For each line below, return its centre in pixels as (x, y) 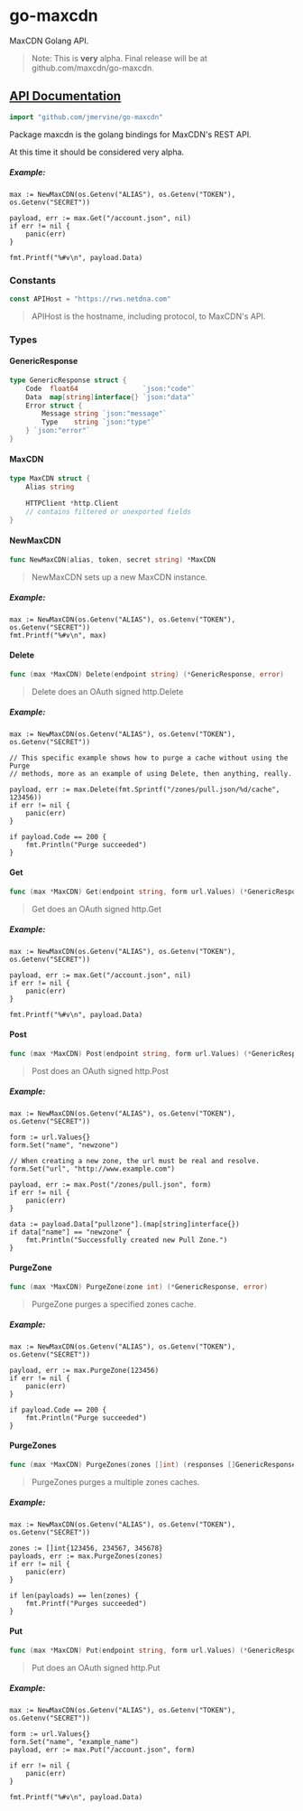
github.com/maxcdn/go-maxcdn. (93, 68)
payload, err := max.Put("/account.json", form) (102, 1750)
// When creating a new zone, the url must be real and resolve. (134, 1161)
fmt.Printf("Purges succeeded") (86, 1603)
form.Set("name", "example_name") (74, 1741)
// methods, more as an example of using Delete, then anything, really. (151, 773)
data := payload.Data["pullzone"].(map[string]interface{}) (125, 1224)
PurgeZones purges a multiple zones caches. (115, 1481)
